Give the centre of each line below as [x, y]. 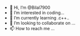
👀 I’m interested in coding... [37, 13]
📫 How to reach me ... [32, 28]
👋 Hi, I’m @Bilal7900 [30, 8]
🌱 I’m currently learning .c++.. [39, 18]
